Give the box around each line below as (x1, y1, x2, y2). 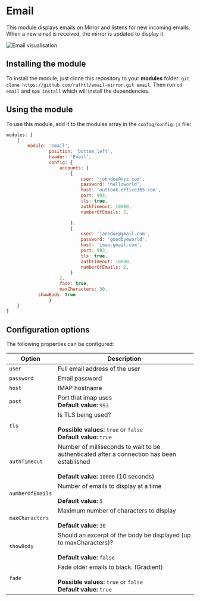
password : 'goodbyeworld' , (80, 237, 148, 243)
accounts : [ (59, 165, 89, 171)
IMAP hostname (57, 384, 102, 392)
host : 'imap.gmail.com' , (80, 242, 143, 248)
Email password (57, 375, 102, 383)
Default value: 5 (57, 497, 103, 505)
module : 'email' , (27, 143, 70, 149)
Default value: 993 (57, 401, 109, 410)
